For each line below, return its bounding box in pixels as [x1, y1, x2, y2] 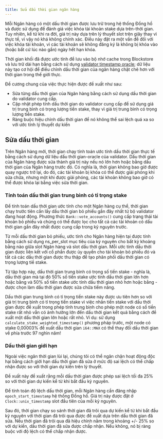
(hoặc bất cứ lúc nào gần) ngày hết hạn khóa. [5, 46, 96, 52]
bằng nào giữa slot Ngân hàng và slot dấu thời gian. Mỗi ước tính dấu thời [5, 244, 152, 250]
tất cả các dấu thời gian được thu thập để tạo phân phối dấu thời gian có [5, 254, 150, 260]
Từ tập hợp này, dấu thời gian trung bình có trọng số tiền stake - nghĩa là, [5, 269, 151, 274]
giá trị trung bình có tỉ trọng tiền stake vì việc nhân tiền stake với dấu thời [5, 299, 151, 305]
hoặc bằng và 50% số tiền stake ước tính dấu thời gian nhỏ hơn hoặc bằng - [5, 279, 158, 285]
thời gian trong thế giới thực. [5, 71, 62, 77]
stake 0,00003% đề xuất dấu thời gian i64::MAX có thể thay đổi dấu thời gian [5, 325, 159, 331]
